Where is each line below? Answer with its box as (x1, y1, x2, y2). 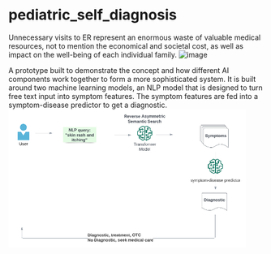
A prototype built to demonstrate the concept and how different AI (8, 65, 230, 75)
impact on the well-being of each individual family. (8, 50, 177, 59)
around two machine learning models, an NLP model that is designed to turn (8, 83, 264, 93)
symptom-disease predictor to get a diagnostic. (8, 100, 168, 110)
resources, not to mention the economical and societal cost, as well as (8, 41, 243, 50)
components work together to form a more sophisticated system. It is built (8, 74, 256, 84)
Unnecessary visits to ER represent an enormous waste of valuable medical (8, 32, 261, 42)
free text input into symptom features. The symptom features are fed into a (8, 91, 258, 101)
